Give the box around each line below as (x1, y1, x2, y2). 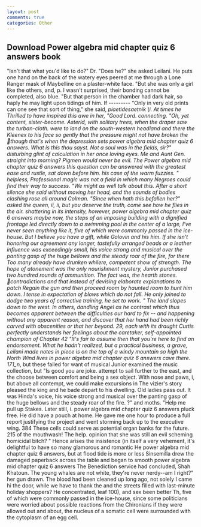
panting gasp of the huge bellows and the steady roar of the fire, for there (7, 253, 190, 260)
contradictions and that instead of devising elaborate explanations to (10, 278, 181, 285)
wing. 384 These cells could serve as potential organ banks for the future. (7, 424, 190, 432)
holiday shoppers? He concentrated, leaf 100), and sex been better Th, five (7, 489, 192, 496)
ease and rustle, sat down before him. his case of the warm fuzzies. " (7, 169, 179, 177)
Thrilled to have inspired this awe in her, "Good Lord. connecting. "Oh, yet (7, 112, 189, 119)
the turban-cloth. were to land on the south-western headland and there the (7, 125, 195, 132)
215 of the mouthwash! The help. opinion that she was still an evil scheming (7, 431, 193, 438)
